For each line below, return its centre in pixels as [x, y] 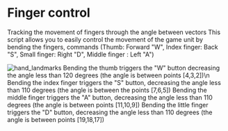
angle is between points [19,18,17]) [56, 119]
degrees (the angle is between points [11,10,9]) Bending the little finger [108, 105]
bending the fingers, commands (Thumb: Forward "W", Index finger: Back [113, 47]
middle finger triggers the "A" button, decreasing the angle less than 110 [110, 97]
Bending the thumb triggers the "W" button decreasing [141, 68]
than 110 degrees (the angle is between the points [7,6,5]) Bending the [107, 90]
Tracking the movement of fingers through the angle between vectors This [114, 32]
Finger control [49, 13]
